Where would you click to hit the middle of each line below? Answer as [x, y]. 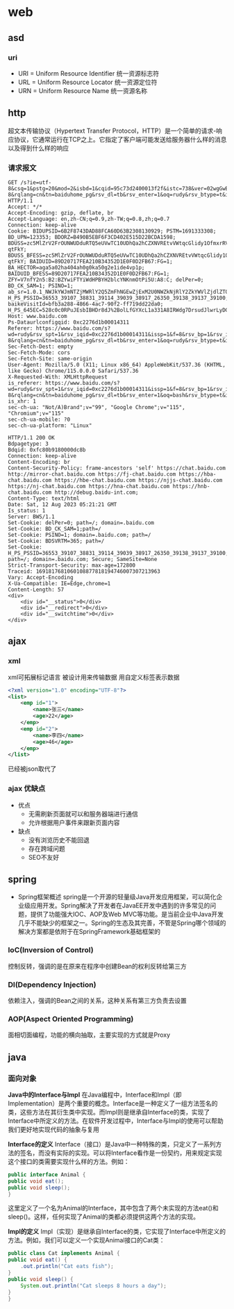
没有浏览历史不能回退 [59, 840]
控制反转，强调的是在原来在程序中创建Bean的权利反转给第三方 [97, 966]
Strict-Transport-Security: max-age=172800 [72, 565]
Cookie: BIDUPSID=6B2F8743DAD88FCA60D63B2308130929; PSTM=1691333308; [112, 231]
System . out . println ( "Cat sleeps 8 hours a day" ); [94, 1285]
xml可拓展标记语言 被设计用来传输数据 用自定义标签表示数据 [94, 677]
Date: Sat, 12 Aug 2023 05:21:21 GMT [62, 504]
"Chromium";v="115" [36, 413]
